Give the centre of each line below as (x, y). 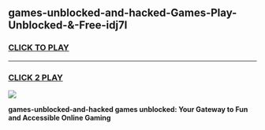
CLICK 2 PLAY (35, 77)
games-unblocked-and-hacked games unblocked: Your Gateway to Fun (128, 109)
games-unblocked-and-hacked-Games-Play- (123, 13)
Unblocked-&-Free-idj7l (68, 26)
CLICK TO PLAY (39, 48)
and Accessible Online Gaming (60, 117)
